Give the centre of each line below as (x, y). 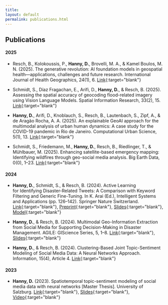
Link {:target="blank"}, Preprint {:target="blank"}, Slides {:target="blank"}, (88, 207)
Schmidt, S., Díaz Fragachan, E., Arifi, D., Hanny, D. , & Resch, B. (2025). (87, 89)
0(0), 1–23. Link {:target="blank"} (46, 162)
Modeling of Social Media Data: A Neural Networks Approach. (76, 253)
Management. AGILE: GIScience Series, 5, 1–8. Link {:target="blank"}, (83, 233)
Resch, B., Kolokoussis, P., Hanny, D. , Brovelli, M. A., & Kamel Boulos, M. (88, 64)
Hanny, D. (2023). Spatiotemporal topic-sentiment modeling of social (84, 281)
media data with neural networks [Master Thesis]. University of (78, 287)
